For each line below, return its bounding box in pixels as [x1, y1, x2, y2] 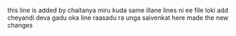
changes [7, 21, 33, 29]
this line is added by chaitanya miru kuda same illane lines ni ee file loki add [7, 6, 229, 14]
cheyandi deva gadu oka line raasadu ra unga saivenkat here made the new [7, 13, 229, 22]
